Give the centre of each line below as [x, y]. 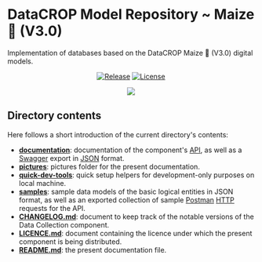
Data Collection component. [64, 224]
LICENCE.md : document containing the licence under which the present [135, 233]
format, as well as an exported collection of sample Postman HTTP [126, 200]
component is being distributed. [70, 242]
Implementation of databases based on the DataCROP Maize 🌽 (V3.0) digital [130, 53]
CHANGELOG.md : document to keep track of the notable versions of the [136, 217]
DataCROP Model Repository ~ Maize [131, 15]
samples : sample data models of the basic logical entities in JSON [126, 191]
